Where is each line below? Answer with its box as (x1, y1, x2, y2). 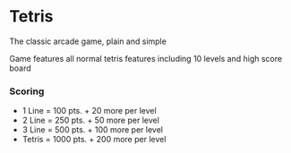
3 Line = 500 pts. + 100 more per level (21, 124, 164, 135)
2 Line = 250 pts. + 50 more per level (21, 115, 159, 126)
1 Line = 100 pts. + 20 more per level (21, 106, 157, 116)
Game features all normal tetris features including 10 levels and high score (9, 53, 283, 64)
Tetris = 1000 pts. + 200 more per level (21, 134, 167, 145)
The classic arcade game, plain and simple (9, 36, 167, 47)
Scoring (9, 85, 45, 98)
